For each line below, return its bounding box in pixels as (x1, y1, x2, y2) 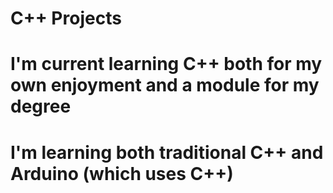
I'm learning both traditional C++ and (10, 141, 324, 164)
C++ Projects (10, 7, 122, 30)
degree (10, 95, 72, 118)
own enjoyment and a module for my (10, 74, 320, 97)
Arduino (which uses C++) (10, 162, 234, 185)
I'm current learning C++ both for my (10, 53, 323, 76)
